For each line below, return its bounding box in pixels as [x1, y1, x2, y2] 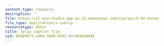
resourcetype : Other [5, 25, 47, 30]
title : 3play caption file [5, 29, 60, 34]
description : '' [5, 11, 38, 16]
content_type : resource [5, 7, 54, 12]
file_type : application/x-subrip [5, 20, 73, 25]
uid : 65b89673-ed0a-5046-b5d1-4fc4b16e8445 [5, 34, 95, 39]
